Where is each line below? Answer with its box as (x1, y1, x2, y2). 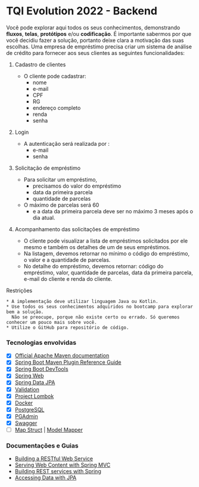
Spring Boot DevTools (14, 366, 69, 373)
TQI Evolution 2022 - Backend (6, 4, 158, 18)
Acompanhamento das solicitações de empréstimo (14, 225, 140, 232)
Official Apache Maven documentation (14, 352, 110, 359)
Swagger (14, 419, 38, 427)
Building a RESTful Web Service (14, 455, 94, 463)
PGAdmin (14, 412, 39, 419)
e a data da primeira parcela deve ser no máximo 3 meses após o (32, 207, 194, 215)
